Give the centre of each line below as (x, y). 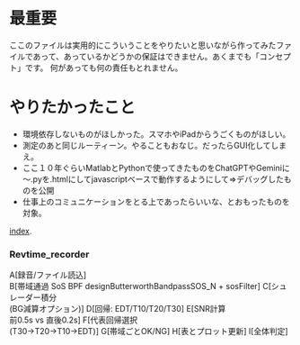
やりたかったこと (73, 108)
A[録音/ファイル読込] (48, 275)
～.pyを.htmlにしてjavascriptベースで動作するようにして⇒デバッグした (153, 179)
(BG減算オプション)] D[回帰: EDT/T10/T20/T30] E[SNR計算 (118, 309)
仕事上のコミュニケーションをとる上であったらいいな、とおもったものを (156, 201)
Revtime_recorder (49, 254)
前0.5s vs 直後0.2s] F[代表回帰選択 (73, 320)
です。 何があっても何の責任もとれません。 (104, 68)
